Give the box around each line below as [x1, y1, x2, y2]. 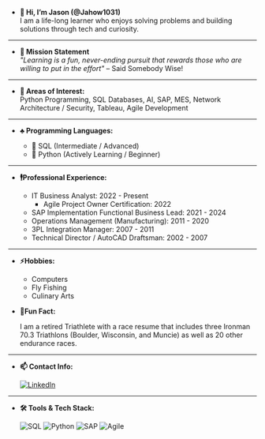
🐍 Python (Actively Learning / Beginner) [31, 150, 161, 159]
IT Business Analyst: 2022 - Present [31, 191, 149, 201]
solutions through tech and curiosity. [19, 24, 140, 33]
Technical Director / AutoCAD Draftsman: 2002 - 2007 [31, 233, 208, 242]
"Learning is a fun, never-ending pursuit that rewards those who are [19, 55, 242, 65]
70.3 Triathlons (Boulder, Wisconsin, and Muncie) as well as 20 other [19, 330, 243, 340]
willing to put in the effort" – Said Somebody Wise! [19, 64, 184, 73]
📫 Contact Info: [19, 362, 73, 371]
